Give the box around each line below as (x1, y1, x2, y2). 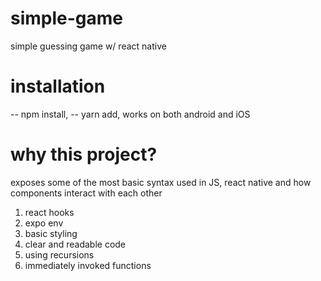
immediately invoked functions (24, 259, 152, 271)
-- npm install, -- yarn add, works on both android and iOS (10, 108, 251, 120)
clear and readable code (24, 238, 127, 250)
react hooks (24, 206, 75, 218)
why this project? (10, 143, 158, 166)
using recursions (24, 248, 95, 261)
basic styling (24, 227, 78, 239)
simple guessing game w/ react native (10, 40, 167, 52)
